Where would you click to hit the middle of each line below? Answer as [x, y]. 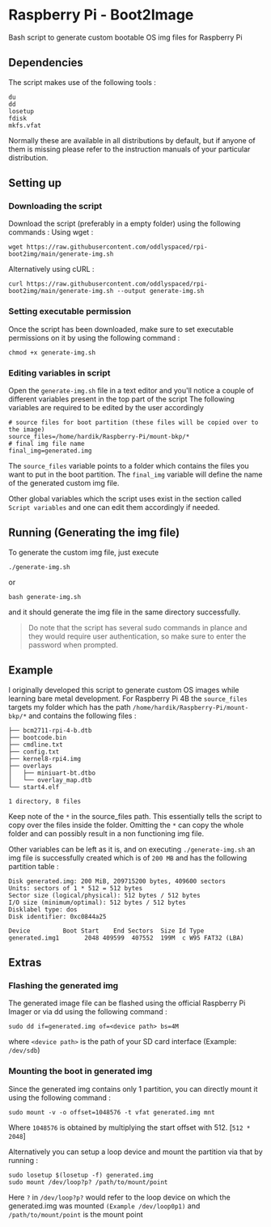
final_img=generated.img [50, 451]
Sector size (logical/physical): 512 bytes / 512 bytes [104, 895]
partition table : [34, 866]
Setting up [35, 183]
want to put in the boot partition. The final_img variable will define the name [135, 474]
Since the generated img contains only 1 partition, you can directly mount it [133, 1089]
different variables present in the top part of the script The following [121, 399]
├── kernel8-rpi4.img [45, 758]
